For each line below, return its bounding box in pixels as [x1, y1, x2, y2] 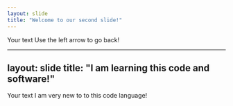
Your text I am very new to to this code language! [7, 91, 148, 100]
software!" [7, 73, 55, 85]
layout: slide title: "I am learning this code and [7, 62, 210, 73]
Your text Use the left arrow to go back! [7, 35, 120, 44]
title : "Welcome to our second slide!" [7, 17, 123, 24]
